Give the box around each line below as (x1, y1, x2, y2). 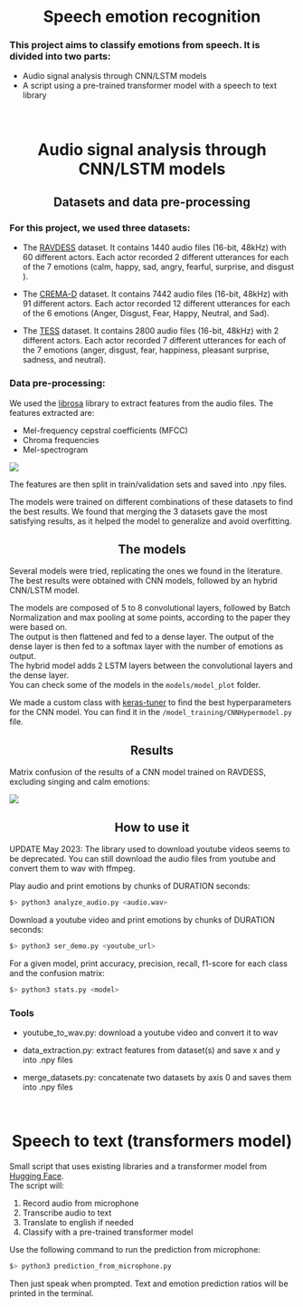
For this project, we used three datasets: (9, 221, 191, 234)
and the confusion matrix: (9, 967, 106, 978)
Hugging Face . (9, 1170, 65, 1181)
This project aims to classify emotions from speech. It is (9, 39, 260, 52)
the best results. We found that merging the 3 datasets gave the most (9, 506, 269, 517)
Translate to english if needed (22, 1216, 134, 1227)
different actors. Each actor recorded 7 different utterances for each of (22, 335, 287, 346)
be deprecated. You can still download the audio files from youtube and (9, 854, 276, 865)
